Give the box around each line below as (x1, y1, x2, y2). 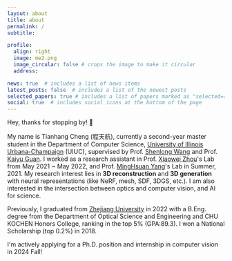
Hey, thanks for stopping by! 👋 (7, 118, 93, 126)
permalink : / (7, 23, 45, 30)
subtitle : (7, 29, 36, 37)
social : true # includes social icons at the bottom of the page (7, 99, 202, 106)
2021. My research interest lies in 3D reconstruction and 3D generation (7, 170, 213, 178)
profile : (7, 42, 32, 49)
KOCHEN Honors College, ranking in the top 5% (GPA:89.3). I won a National (7, 220, 225, 228)
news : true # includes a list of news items (7, 80, 140, 87)
